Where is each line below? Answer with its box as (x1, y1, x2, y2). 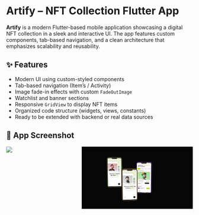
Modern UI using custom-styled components (14, 75, 124, 82)
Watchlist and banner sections (14, 94, 89, 101)
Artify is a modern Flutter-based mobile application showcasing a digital (6, 24, 183, 31)
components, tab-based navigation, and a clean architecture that (6, 36, 165, 43)
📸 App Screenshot (6, 130, 75, 140)
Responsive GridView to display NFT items (14, 101, 118, 108)
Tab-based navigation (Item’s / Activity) (14, 82, 111, 89)
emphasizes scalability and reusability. (6, 43, 101, 50)
